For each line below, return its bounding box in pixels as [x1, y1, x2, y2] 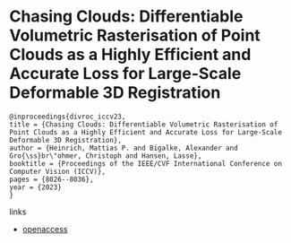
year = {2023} [9, 182, 63, 192]
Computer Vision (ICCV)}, [9, 167, 106, 176]
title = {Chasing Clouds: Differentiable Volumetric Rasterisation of [9, 119, 278, 129]
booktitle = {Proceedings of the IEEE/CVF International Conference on [9, 159, 282, 168]
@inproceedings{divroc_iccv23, [9, 112, 126, 121]
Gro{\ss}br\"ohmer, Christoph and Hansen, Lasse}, [9, 151, 202, 161]
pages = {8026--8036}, [9, 175, 94, 184]
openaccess [21, 223, 68, 234]
